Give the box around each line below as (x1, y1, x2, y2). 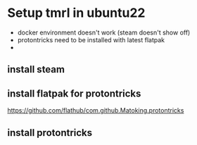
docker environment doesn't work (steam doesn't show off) (17, 28, 191, 37)
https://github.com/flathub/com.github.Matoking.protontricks (7, 106, 184, 115)
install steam (7, 63, 65, 75)
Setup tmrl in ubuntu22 (7, 5, 146, 21)
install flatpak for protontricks (7, 87, 141, 99)
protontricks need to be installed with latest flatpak (17, 35, 165, 44)
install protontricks (7, 127, 93, 139)
